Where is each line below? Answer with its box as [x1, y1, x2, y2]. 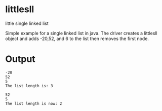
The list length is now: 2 [5, 101, 62, 106]
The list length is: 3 [5, 83, 53, 88]
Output [5, 53, 35, 65]
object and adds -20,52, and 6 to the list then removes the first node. [5, 35, 149, 42]
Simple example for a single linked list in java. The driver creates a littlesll [5, 30, 158, 36]
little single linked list [5, 20, 49, 26]
